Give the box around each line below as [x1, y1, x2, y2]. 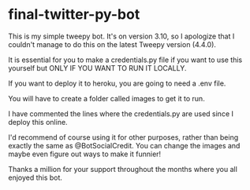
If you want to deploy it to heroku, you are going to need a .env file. [8, 79, 226, 88]
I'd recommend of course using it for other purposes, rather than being [8, 132, 239, 142]
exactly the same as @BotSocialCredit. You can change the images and [8, 141, 241, 150]
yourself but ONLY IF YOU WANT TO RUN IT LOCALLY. [8, 63, 187, 72]
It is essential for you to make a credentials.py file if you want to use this [8, 55, 243, 64]
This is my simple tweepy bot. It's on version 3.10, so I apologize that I [8, 31, 235, 41]
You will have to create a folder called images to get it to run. [8, 93, 205, 103]
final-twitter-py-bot [8, 5, 140, 24]
